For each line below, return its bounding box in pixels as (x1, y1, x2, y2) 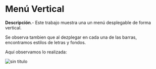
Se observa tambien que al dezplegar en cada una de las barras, (5, 34, 137, 40)
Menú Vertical (5, 3, 64, 15)
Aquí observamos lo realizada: (5, 49, 67, 55)
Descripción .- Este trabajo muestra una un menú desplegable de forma (5, 20, 151, 25)
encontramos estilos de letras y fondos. (5, 39, 86, 45)
